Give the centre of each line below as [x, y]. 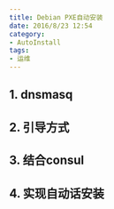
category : [27, 34]
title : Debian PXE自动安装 [56, 17]
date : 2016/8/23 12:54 [51, 26]
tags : [19, 51]
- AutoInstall [35, 42]
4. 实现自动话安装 [57, 193]
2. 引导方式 [39, 127]
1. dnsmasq [41, 95]
